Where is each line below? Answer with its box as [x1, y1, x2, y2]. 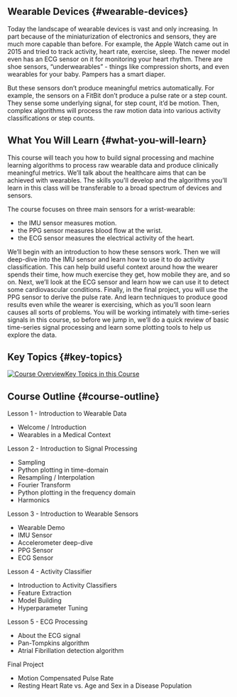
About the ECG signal [17, 632, 81, 640]
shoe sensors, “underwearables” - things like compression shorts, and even [7, 62, 229, 70]
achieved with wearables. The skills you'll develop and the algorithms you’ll [7, 175, 227, 184]
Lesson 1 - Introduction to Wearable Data [7, 409, 127, 418]
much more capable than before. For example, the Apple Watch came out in [7, 39, 229, 48]
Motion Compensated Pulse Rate [17, 674, 114, 683]
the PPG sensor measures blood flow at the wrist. [17, 226, 163, 234]
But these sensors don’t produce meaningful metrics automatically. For [7, 83, 215, 92]
